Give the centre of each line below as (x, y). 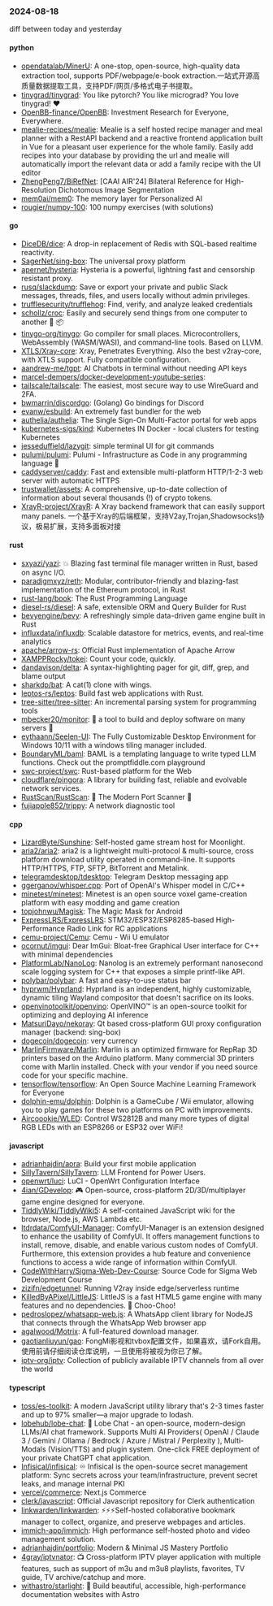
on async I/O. (43, 572)
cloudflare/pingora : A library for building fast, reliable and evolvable (134, 779)
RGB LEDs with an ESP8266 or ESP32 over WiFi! (102, 1127)
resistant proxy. (47, 278)
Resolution (39, 189)
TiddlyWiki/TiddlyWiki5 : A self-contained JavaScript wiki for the (128, 1211)
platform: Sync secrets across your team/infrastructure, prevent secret (139, 1475)
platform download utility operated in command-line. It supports (128, 860)
